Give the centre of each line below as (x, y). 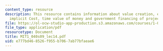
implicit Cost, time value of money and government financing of (77, 18)
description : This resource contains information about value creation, (80, 14)
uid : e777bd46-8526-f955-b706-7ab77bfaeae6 (50, 41)
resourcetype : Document (29, 32)
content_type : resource (29, 9)
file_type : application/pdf (33, 28)
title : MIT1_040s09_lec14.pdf (36, 37)
